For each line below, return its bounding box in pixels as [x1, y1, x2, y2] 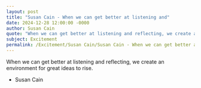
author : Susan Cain [6, 25, 55, 32]
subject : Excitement [6, 36, 58, 42]
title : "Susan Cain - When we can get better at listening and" [6, 14, 170, 20]
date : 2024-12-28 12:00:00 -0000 [6, 20, 90, 26]
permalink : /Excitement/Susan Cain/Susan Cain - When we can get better [6, 42, 191, 48]
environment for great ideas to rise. [6, 64, 93, 71]
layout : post [6, 8, 39, 15]
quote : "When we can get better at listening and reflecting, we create [6, 31, 191, 37]
